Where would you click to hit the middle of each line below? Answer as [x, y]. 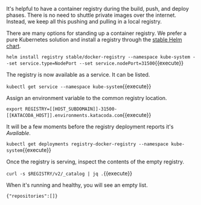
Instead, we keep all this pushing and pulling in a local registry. [84, 21]
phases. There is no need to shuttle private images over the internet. [91, 15]
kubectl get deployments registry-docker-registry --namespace [88, 144]
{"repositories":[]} [32, 196]
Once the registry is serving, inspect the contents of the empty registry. [95, 162]
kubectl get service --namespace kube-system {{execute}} [79, 86]
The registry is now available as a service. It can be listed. [78, 74]
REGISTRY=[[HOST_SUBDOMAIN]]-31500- [71, 109]
